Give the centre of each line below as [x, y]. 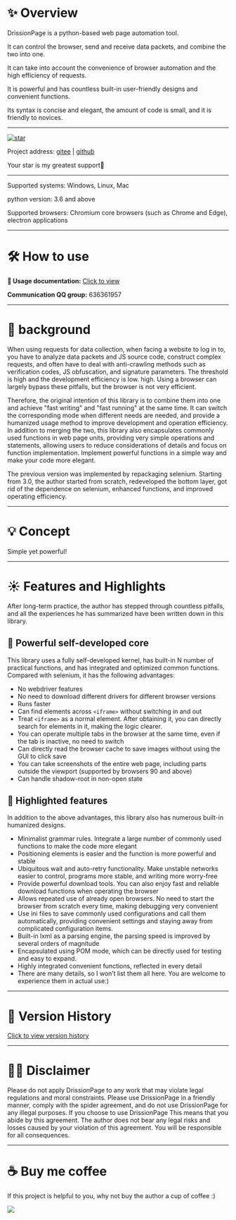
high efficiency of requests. [47, 75]
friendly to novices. [35, 117]
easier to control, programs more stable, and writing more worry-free [117, 876]
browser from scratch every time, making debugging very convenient [118, 906]
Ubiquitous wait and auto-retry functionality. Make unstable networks [118, 869]
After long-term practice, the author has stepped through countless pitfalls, [116, 606]
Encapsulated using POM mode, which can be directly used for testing [119, 951]
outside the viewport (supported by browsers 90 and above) [105, 771]
